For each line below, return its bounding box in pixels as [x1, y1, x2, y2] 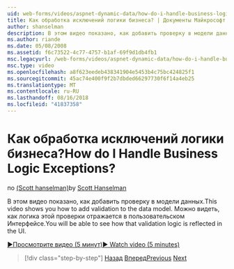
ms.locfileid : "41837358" [7, 101, 82, 108]
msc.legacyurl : [7, 56, 52, 63]
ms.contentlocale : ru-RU [7, 88, 79, 95]
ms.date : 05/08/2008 [7, 43, 68, 49]
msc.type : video [7, 62, 54, 69]
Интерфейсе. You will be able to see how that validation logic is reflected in [7, 219, 223, 227]
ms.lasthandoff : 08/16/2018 [7, 95, 89, 102]
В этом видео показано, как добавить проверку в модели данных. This [7, 197, 217, 206]
